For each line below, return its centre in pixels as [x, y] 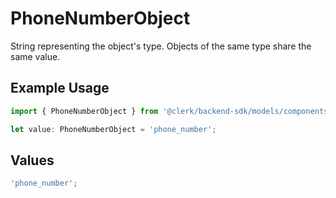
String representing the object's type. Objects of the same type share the [161, 46]
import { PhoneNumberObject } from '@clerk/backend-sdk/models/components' [171, 111]
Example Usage [60, 88]
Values [32, 160]
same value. [35, 56]
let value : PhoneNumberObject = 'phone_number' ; [113, 129]
